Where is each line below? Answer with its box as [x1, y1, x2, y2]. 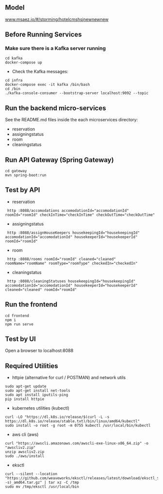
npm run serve [5, 321, 34, 327]
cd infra [5, 78, 23, 83]
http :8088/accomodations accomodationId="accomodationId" [7, 208, 130, 213]
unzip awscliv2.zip [5, 449, 45, 454]
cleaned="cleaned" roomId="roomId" [5, 287, 77, 292]
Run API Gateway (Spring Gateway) [5, 156, 114, 164]
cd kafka [5, 56, 23, 61]
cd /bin [5, 86, 21, 92]
